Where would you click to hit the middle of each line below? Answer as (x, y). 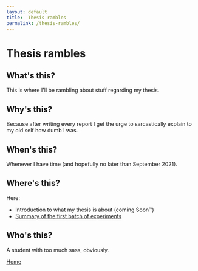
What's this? (31, 76)
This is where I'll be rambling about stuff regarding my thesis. (83, 90)
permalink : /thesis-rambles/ (43, 23)
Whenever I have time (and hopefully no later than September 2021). (92, 164)
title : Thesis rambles (36, 18)
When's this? (32, 149)
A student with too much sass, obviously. (58, 250)
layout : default (27, 12)
